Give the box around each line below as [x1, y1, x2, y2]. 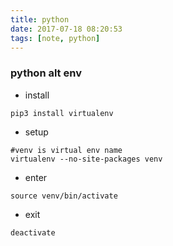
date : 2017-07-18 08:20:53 [10, 24, 123, 34]
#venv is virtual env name [10, 145, 123, 155]
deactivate [10, 227, 56, 238]
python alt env [10, 66, 82, 80]
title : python [10, 14, 70, 25]
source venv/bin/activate [10, 191, 118, 201]
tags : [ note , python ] [10, 33, 101, 43]
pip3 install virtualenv [10, 108, 114, 118]
